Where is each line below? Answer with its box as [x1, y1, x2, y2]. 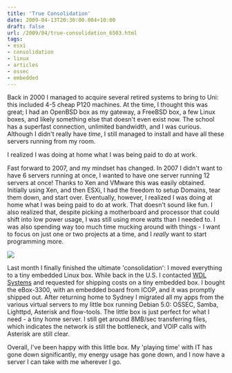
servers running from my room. [7, 137, 96, 146]
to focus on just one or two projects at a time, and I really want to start [7, 230, 207, 238]
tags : [7, 36, 23, 43]
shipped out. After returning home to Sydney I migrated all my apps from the [7, 293, 224, 301]
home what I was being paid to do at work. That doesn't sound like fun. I [7, 201, 213, 209]
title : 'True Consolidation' [7, 10, 91, 17]
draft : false [7, 23, 45, 30]
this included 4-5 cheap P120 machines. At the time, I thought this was [7, 101, 209, 109]
